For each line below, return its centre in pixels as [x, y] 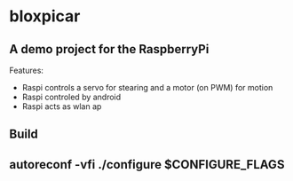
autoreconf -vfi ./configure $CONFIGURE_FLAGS [147, 165]
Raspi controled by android [71, 97]
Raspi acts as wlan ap [62, 106]
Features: [27, 70]
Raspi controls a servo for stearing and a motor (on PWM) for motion [147, 87]
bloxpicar [45, 16]
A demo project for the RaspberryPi [109, 49]
